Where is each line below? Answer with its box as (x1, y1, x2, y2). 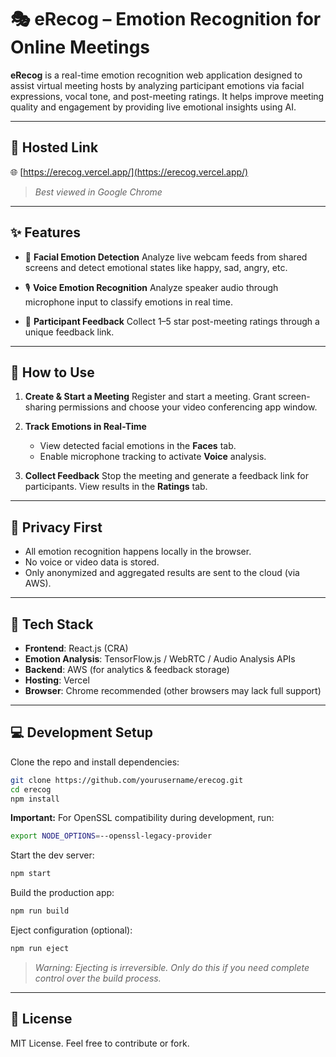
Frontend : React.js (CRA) (24, 642, 129, 654)
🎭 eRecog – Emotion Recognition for (10, 8, 322, 31)
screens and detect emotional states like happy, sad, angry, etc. (24, 261, 288, 273)
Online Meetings (10, 36, 151, 59)
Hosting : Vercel (24, 674, 90, 686)
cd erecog (10, 784, 52, 795)
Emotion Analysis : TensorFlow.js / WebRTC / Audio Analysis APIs (24, 653, 296, 665)
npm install (10, 794, 60, 804)
